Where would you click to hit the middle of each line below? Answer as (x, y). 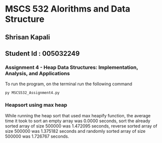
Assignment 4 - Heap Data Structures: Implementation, (72, 67)
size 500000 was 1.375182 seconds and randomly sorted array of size (75, 131)
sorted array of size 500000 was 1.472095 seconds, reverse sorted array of (81, 126)
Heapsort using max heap (36, 105)
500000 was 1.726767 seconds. (37, 136)
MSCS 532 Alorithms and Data (68, 9)
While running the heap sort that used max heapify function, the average (78, 115)
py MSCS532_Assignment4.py (32, 93)
